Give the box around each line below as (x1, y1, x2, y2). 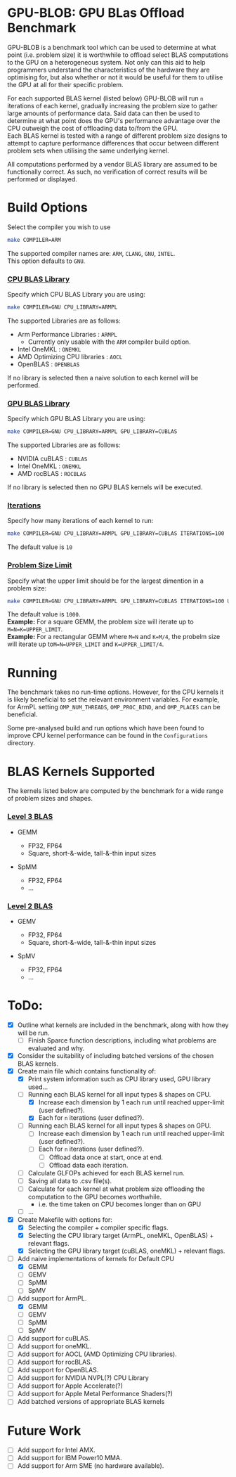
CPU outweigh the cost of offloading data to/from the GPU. (7, 124, 178, 132)
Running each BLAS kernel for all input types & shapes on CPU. (27, 1090, 211, 1099)
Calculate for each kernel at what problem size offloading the (27, 1185, 205, 1193)
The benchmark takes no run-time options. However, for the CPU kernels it (7, 688, 224, 697)
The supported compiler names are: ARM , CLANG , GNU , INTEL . (7, 249, 176, 257)
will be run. (17, 1028, 50, 1037)
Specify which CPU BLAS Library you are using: (7, 290, 146, 299)
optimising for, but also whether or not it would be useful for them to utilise (7, 72, 223, 82)
